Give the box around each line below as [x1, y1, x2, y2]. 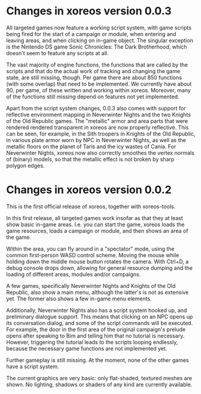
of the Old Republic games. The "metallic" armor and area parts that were [6, 117, 188, 124]
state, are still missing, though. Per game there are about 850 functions [6, 74, 182, 81]
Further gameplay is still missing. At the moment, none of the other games [6, 356, 189, 363]
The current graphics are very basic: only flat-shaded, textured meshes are [6, 374, 193, 381]
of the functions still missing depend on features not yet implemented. [6, 93, 180, 100]
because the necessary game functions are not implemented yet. [6, 345, 167, 352]
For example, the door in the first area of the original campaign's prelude [6, 326, 186, 333]
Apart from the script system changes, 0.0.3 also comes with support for [6, 104, 186, 112]
